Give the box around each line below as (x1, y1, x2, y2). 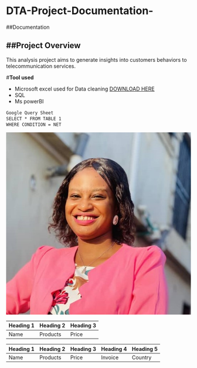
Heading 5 (131, 345, 158, 352)
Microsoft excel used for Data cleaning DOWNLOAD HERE (14, 85, 155, 92)
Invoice (101, 354, 119, 361)
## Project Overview (6, 41, 81, 51)
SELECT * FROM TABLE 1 (6, 116, 62, 122)
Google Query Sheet (6, 110, 54, 116)
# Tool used (6, 73, 34, 81)
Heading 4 (101, 345, 127, 352)
